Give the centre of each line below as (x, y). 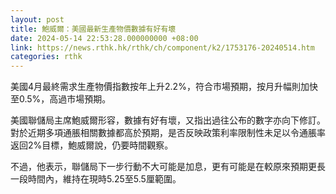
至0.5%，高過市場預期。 (61, 99)
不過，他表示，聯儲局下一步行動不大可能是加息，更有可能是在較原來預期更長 (168, 167)
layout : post (37, 19)
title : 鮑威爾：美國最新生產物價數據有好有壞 (93, 29)
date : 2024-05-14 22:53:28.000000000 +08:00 (104, 38)
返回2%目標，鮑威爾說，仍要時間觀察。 (92, 145)
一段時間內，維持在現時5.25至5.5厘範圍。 (96, 179)
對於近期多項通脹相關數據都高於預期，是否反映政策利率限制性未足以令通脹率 (168, 133)
